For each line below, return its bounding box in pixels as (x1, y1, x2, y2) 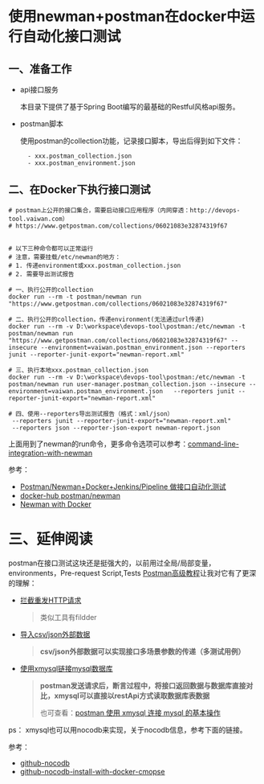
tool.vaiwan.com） (8, 215, 69, 223)
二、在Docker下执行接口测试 (8, 183, 151, 197)
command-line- (187, 439, 239, 449)
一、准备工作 (8, 62, 72, 76)
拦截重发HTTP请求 (19, 595, 82, 605)
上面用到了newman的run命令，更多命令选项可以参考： (8, 439, 189, 449)
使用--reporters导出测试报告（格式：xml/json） (27, 409, 174, 418)
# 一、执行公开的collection (8, 285, 94, 293)
